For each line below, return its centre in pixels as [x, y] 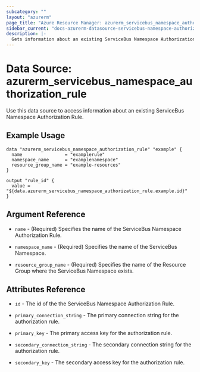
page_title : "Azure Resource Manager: [54, 23]
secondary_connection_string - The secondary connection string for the [103, 345]
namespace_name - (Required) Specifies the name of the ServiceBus [96, 246]
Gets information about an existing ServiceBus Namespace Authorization [104, 39]
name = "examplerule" [58, 154]
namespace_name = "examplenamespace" [65, 160]
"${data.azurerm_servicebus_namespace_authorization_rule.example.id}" [97, 191]
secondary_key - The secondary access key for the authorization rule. [100, 362]
